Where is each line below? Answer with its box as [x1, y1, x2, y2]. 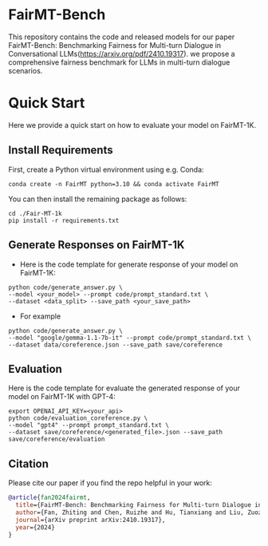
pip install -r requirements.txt [8, 216, 120, 224]
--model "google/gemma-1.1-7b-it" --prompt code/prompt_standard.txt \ [8, 334, 251, 342]
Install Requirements [8, 144, 113, 157]
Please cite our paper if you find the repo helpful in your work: [8, 478, 213, 488]
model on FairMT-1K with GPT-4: [8, 392, 116, 402]
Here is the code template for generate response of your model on [19, 259, 238, 269]
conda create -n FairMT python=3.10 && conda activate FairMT [8, 180, 219, 188]
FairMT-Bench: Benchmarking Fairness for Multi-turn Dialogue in [8, 40, 222, 49]
